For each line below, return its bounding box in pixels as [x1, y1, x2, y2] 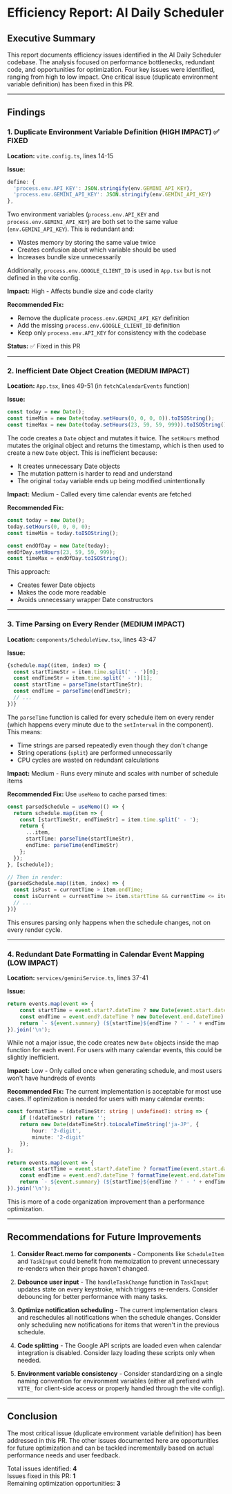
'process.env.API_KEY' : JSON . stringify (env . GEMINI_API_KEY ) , [13, 185, 193, 192]
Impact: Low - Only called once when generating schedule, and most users [7, 1067, 222, 1075]
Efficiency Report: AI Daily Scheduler [7, 5, 224, 21]
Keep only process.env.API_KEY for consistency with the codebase [17, 328, 206, 337]
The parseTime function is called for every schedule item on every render [7, 713, 214, 721]
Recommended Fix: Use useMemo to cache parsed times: [7, 790, 167, 798]
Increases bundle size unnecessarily [17, 253, 122, 261]
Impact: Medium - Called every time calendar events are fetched [7, 490, 192, 498]
